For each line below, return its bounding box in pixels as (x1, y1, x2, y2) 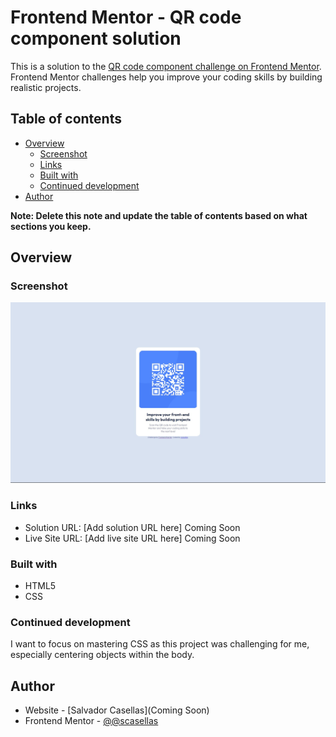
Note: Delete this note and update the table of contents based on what (10, 209, 308, 221)
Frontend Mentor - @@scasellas (24, 715, 159, 727)
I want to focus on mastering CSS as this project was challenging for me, (10, 638, 310, 650)
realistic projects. (10, 81, 82, 93)
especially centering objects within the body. (10, 649, 195, 661)
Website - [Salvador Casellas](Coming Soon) (24, 704, 210, 716)
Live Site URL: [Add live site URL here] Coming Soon (24, 532, 241, 544)
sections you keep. (10, 220, 92, 232)
